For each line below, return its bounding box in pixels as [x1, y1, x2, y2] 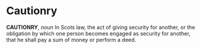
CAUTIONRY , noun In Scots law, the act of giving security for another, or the [6, 24, 196, 31]
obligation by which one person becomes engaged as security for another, [6, 30, 191, 37]
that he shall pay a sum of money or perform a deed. [6, 36, 136, 43]
